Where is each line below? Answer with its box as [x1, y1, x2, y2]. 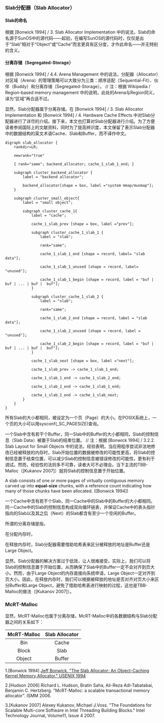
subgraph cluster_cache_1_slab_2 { [31, 294, 104, 299]
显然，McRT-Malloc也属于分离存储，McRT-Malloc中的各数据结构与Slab [5, 613, 149, 619]
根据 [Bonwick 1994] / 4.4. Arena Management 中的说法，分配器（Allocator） [5, 71, 159, 77]
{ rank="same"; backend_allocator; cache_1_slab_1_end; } [14, 162, 134, 167]
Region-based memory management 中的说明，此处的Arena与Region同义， [5, 89, 157, 96]
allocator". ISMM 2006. [5, 693, 51, 699]
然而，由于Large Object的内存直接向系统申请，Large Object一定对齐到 [13, 570, 155, 576]
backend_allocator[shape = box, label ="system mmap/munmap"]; [22, 183, 154, 188]
